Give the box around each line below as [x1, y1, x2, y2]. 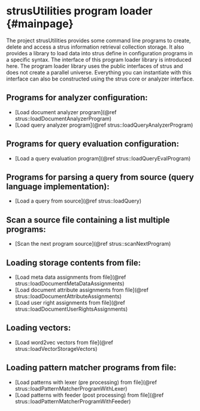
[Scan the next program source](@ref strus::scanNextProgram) [14, 240, 171, 248]
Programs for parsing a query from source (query [6, 172, 195, 182]
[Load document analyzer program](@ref [14, 108, 117, 115]
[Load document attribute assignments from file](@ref [14, 287, 149, 293]
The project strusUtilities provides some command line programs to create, [6, 37, 191, 44]
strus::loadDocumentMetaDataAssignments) [14, 280, 125, 287]
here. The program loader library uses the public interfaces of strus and [6, 62, 183, 70]
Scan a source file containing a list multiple [6, 215, 170, 225]
